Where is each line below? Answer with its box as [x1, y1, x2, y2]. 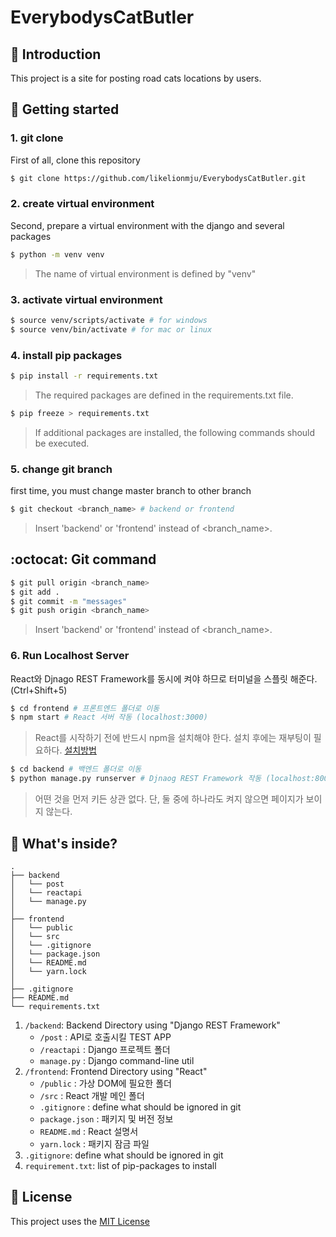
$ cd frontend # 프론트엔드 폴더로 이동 [10, 703, 160, 713]
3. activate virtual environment [10, 292, 163, 306]
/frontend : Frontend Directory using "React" [24, 1065, 208, 1077]
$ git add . [10, 587, 60, 597]
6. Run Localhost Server [10, 649, 130, 663]
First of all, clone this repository [10, 154, 141, 166]
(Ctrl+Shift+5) [10, 684, 68, 696]
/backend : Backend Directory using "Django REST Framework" [24, 1019, 281, 1031]
